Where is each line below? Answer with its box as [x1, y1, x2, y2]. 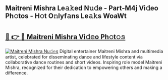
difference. [5, 70, 28, 75]
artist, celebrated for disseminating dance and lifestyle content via [5, 54, 143, 59]
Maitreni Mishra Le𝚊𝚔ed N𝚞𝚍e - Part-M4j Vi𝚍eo [5, 4, 159, 12]
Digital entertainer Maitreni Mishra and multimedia [59, 48, 163, 54]
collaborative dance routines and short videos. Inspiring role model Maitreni [5, 59, 162, 65]
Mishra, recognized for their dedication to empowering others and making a [5, 64, 162, 70]
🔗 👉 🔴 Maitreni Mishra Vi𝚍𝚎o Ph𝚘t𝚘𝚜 [5, 32, 126, 41]
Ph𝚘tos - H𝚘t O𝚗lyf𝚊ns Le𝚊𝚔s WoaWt [5, 12, 127, 20]
